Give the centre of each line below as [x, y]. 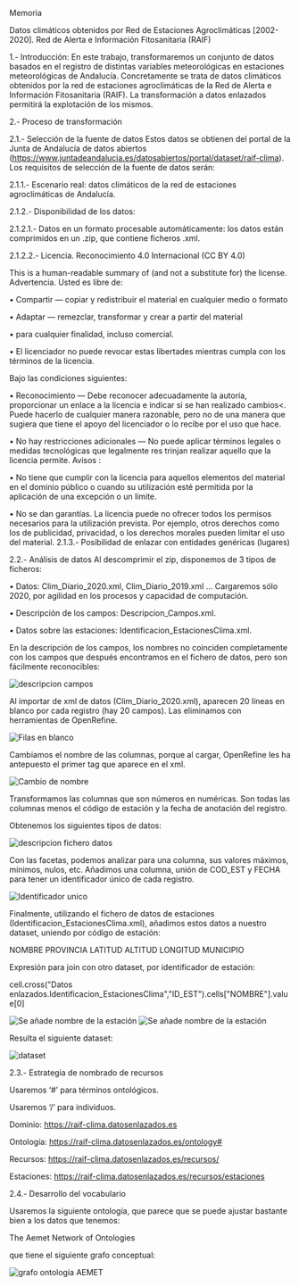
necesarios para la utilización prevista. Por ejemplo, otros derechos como [144, 523]
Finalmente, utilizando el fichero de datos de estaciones [112, 913]
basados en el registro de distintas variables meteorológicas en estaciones [147, 66]
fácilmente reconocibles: [55, 667]
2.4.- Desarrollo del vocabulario [68, 1194]
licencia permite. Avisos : [55, 460]
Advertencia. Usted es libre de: [66, 282]
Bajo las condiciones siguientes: [68, 378]
